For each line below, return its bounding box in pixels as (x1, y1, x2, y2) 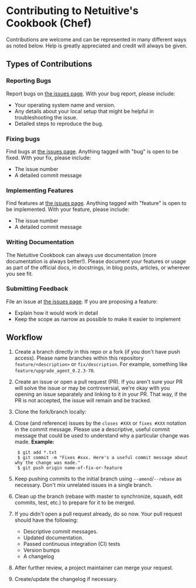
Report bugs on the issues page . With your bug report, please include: (6, 90, 176, 97)
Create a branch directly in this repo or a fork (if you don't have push (14, 348, 180, 355)
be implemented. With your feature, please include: (6, 206, 130, 213)
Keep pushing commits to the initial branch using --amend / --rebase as (14, 475, 182, 482)
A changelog (23, 552, 54, 560)
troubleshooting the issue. (14, 114, 78, 121)
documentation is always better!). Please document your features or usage (6, 258, 186, 265)
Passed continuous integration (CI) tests (23, 540, 121, 547)
